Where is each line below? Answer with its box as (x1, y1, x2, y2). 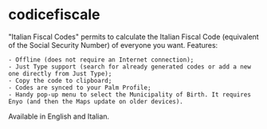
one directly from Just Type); (8, 69, 112, 77)
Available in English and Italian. (8, 111, 110, 121)
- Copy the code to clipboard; (8, 76, 112, 84)
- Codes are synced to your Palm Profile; (8, 84, 151, 92)
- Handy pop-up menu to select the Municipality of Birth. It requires (8, 90, 251, 99)
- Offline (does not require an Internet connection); (8, 56, 194, 64)
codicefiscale (8, 6, 100, 24)
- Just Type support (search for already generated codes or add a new (8, 62, 251, 71)
